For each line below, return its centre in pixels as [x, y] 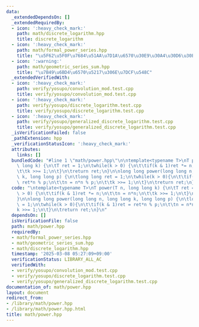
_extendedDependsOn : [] [41, 17]
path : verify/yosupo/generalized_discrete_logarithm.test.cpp [95, 122]
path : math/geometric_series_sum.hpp [63, 67]
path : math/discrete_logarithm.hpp [61, 34]
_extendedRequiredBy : [38, 23]
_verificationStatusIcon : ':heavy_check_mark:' [71, 144]
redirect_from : [25, 298]
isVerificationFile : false [45, 221]
